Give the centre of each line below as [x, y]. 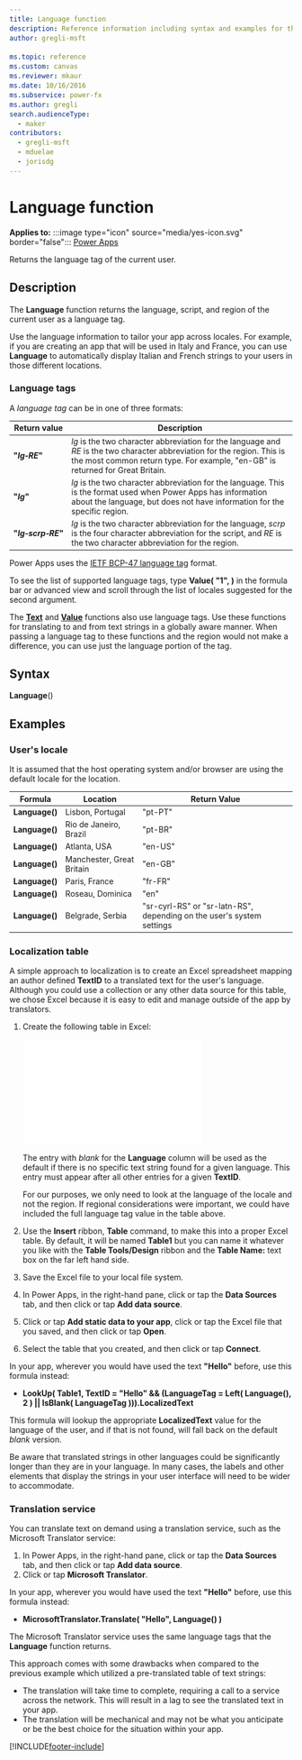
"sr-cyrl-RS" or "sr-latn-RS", [198, 907]
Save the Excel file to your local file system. [103, 1277]
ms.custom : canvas [44, 67]
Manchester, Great [100, 859]
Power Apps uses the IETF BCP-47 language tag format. [113, 562]
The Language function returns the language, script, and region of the [139, 309]
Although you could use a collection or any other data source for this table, [148, 990]
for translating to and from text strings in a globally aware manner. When [143, 626]
